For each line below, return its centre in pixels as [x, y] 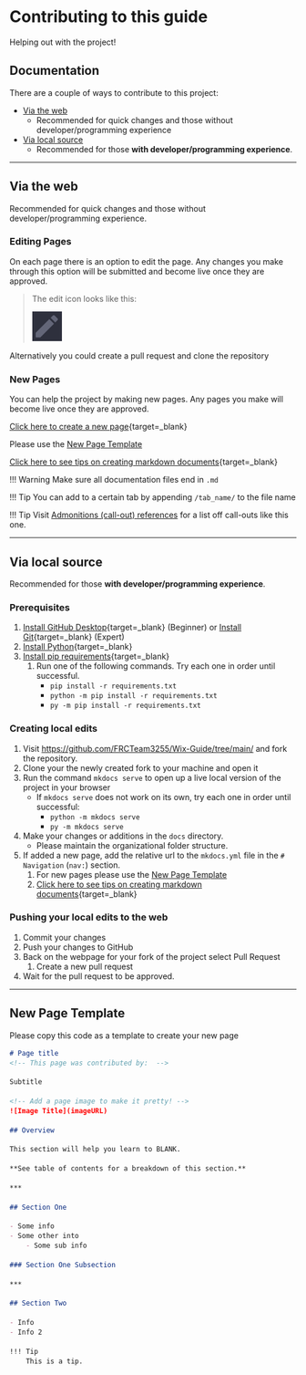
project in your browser [66, 787]
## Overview [32, 1130]
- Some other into [44, 1236]
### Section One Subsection [63, 1265]
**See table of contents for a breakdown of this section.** [128, 1169]
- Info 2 [26, 1333]
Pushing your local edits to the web [89, 917]
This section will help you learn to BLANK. [95, 1150]
